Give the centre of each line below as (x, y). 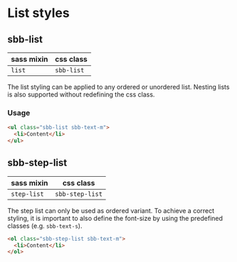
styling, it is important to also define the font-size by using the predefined (115, 218)
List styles (38, 13)
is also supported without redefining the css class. (81, 94)
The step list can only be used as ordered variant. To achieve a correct (111, 210)
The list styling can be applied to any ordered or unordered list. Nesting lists (118, 87)
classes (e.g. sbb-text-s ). (45, 226)
